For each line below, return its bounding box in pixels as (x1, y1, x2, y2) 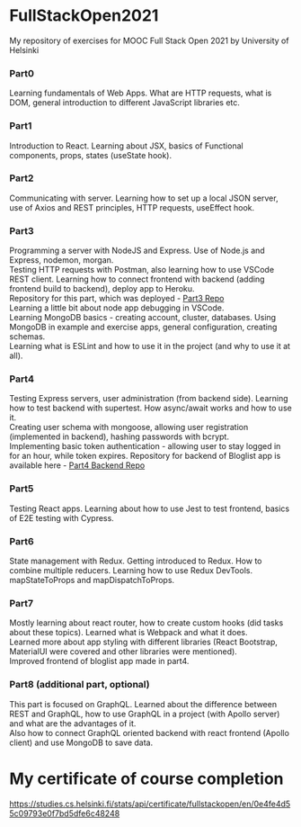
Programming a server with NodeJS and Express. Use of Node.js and (9, 245, 265, 256)
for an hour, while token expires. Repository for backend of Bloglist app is (9, 451, 281, 462)
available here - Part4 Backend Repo (9, 460, 146, 471)
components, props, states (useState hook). (9, 149, 173, 160)
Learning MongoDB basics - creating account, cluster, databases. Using (9, 312, 277, 323)
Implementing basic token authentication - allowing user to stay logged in (9, 441, 281, 452)
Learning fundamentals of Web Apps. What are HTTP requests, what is (9, 87, 272, 99)
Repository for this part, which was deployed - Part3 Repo (9, 293, 225, 304)
